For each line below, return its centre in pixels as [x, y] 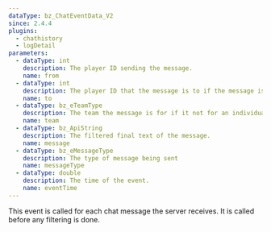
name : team [41, 121]
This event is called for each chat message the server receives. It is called [131, 211]
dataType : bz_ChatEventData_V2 [61, 16]
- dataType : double [48, 173]
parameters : [28, 53]
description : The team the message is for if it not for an [126, 114]
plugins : [23, 31]
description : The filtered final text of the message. [117, 135]
